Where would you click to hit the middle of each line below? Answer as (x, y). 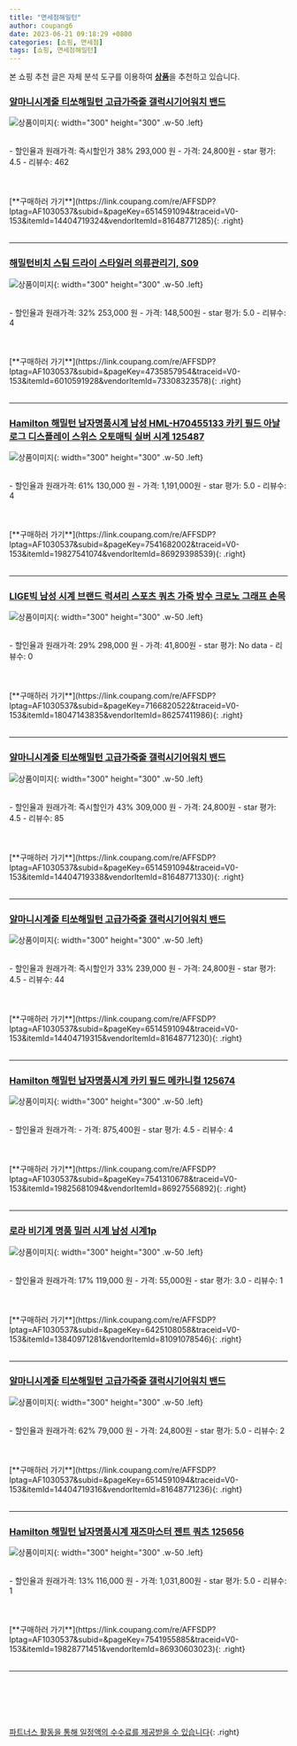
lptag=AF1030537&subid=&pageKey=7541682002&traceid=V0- (125, 544)
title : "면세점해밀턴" (46, 17)
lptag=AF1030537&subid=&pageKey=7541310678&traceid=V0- (123, 1179)
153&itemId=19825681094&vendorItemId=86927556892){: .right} (128, 1188)
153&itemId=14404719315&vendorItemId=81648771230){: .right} (126, 1037)
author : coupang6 (41, 26)
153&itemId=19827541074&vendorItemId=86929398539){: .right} (127, 554)
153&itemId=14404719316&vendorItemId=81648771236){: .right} (126, 1489)
